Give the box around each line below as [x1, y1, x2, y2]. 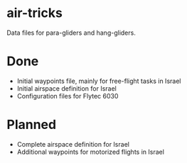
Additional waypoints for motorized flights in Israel [16, 147, 165, 156]
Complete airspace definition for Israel [16, 140, 129, 148]
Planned [6, 117, 57, 133]
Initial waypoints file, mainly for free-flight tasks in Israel [16, 77, 181, 85]
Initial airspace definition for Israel [16, 84, 117, 93]
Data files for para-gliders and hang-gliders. [6, 28, 136, 37]
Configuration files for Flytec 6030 [16, 91, 119, 100]
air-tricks [6, 5, 63, 21]
